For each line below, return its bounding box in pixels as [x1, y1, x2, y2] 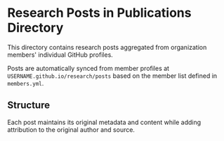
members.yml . [7, 79, 44, 87]
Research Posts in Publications [7, 5, 192, 21]
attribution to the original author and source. [7, 125, 136, 134]
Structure [7, 100, 51, 112]
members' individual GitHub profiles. [7, 51, 114, 59]
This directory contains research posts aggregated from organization [7, 43, 207, 51]
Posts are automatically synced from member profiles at [7, 64, 170, 72]
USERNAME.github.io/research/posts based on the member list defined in [7, 72, 218, 80]
